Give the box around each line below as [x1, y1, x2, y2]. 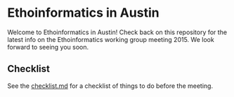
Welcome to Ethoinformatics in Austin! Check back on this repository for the [7, 28, 227, 36]
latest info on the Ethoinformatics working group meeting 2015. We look [7, 35, 214, 43]
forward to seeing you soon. [7, 43, 89, 51]
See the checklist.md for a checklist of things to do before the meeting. [7, 82, 213, 90]
